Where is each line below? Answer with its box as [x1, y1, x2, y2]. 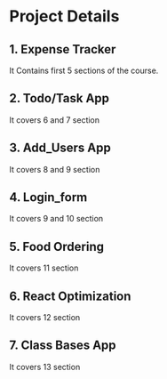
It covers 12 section [9, 312, 81, 323]
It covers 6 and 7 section [9, 114, 100, 125]
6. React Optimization [9, 288, 131, 303]
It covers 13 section [9, 361, 81, 372]
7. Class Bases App [9, 338, 117, 353]
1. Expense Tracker [9, 42, 116, 57]
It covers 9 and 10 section [9, 214, 104, 224]
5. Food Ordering [9, 238, 105, 254]
